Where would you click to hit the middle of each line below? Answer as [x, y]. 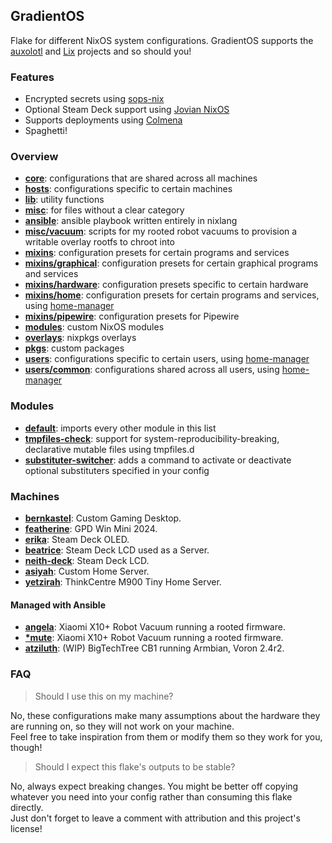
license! [26, 828]
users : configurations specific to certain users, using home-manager [167, 359]
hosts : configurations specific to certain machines [128, 189]
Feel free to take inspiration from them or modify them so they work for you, [166, 736]
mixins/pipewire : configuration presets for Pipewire [132, 316]
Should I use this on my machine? [104, 696]
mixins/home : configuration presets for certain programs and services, [172, 295]
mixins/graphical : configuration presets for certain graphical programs [171, 263]
